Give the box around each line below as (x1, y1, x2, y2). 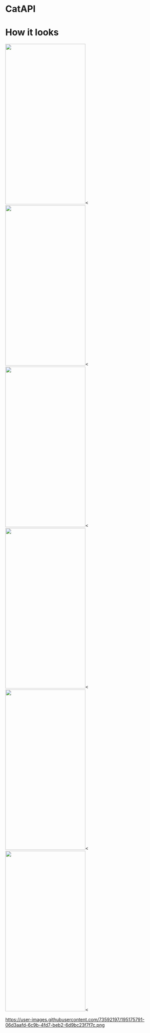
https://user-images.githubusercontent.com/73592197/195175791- (5, 1017, 145, 1023)
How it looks (5, 27, 59, 39)
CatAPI (5, 3, 36, 15)
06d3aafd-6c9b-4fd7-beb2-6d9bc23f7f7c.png (5, 1022, 105, 1028)
